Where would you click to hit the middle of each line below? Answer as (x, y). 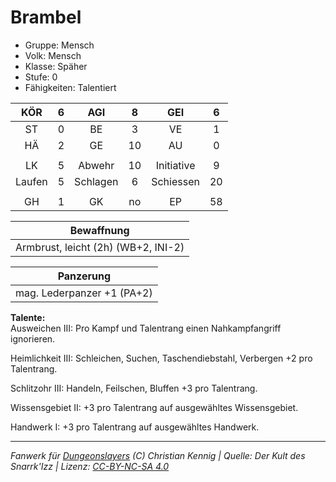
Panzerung (84, 276)
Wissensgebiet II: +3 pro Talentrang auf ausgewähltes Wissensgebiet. (154, 407)
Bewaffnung (99, 230)
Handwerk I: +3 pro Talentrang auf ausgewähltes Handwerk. (135, 427)
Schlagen (96, 181)
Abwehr (96, 165)
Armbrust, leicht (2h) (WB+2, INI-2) (100, 247)
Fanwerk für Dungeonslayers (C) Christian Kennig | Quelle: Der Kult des (158, 455)
